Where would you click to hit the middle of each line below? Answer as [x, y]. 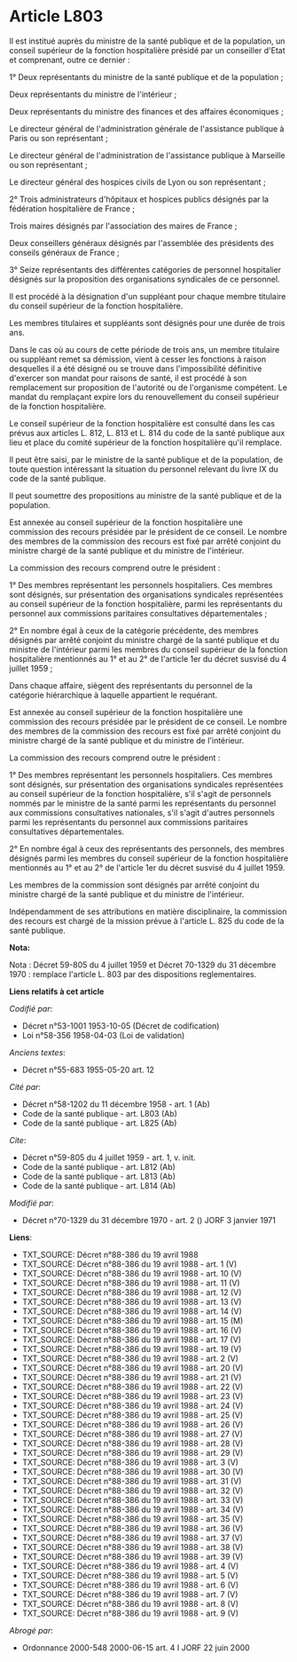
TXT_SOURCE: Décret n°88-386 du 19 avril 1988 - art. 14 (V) [132, 1311]
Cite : [18, 1140]
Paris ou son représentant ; [59, 138]
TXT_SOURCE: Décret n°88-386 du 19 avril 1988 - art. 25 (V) [133, 1415]
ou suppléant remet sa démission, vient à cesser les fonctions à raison [138, 359]
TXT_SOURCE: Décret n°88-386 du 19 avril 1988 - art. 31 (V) [132, 1481]
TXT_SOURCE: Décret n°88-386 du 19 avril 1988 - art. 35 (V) [133, 1519]
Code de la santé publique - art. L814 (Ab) [99, 1185]
